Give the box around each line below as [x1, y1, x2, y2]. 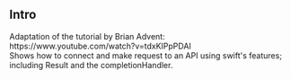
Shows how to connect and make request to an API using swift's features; [9, 49, 283, 61]
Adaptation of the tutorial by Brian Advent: [9, 31, 165, 41]
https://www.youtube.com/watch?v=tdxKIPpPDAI [9, 40, 191, 51]
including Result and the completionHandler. [9, 59, 173, 70]
